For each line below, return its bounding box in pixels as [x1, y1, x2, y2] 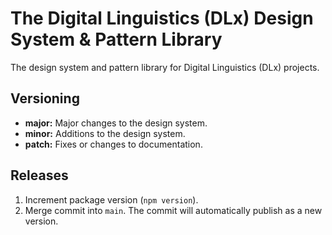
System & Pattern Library [10, 28, 223, 51]
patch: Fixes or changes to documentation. [24, 138, 203, 150]
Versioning [10, 90, 80, 107]
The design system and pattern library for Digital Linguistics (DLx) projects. [10, 61, 320, 73]
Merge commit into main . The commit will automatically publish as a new [24, 204, 323, 216]
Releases [10, 167, 69, 184]
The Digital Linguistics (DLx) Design [10, 7, 314, 30]
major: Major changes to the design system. [24, 117, 208, 129]
